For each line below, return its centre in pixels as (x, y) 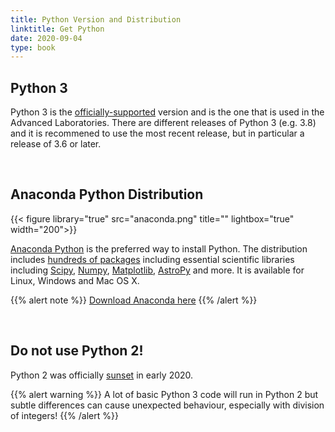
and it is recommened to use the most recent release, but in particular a (157, 133)
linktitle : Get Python (57, 29)
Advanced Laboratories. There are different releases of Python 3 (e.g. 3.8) (163, 123)
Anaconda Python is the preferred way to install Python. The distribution (159, 248)
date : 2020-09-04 (46, 38)
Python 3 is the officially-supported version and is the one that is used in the (167, 112)
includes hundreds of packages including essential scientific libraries (152, 259)
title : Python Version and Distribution (96, 19)
